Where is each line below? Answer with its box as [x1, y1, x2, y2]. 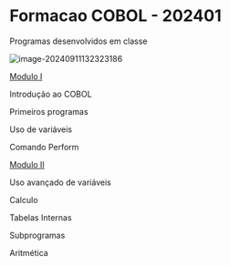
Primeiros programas [9, 106, 89, 117]
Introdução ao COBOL [9, 88, 93, 99]
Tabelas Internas [9, 211, 72, 223]
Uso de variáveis [9, 124, 73, 135]
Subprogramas [9, 230, 66, 240]
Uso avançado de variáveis [9, 177, 111, 188]
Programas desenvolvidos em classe [9, 36, 148, 46]
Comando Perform [9, 141, 79, 152]
